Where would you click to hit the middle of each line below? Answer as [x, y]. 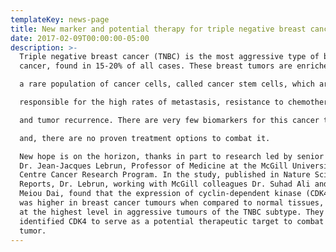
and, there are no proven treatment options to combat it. [145, 138]
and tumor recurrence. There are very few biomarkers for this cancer [169, 120]
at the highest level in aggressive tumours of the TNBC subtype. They [172, 212]
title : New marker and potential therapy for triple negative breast [158, 29]
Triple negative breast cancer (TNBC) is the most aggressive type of [169, 57]
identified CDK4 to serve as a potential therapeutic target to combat [172, 221]
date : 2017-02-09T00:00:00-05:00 [80, 38]
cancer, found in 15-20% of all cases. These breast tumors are [156, 66]
